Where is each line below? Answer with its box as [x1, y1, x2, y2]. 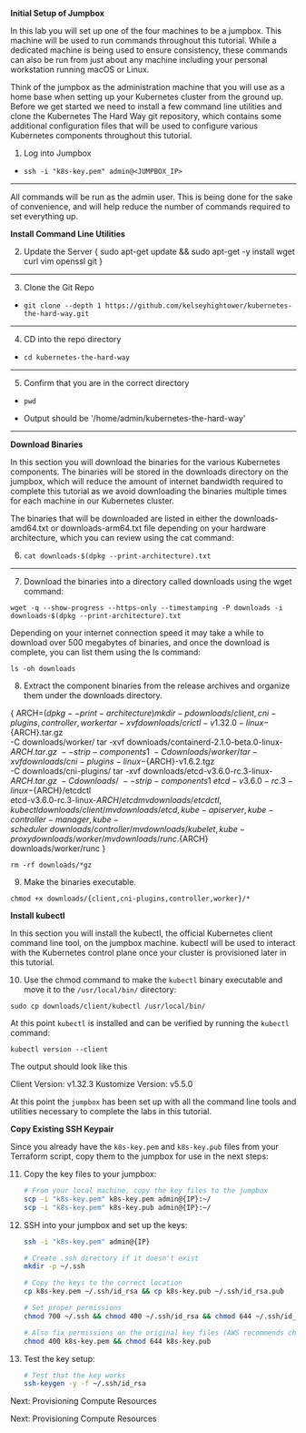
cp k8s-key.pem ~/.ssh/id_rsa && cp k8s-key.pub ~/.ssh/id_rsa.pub [23, 1287, 285, 1296]
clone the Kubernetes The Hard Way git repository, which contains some [10, 111, 282, 121]
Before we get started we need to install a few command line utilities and [10, 101, 282, 112]
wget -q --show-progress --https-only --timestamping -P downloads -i [10, 604, 283, 613]
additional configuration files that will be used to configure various [10, 120, 258, 131]
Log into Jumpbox [23, 147, 92, 158]
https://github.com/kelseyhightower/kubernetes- [104, 301, 293, 310]
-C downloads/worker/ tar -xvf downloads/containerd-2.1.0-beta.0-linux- [10, 737, 284, 747]
